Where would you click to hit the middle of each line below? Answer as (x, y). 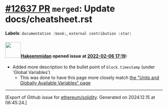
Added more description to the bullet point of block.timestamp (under (83, 67)
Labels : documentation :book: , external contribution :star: (68, 33)
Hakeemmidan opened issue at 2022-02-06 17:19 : (74, 56)
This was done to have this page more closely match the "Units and (89, 77)
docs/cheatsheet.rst (49, 19)
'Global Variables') (31, 72)
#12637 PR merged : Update (60, 9)
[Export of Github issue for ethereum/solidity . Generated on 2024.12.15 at (80, 97)
